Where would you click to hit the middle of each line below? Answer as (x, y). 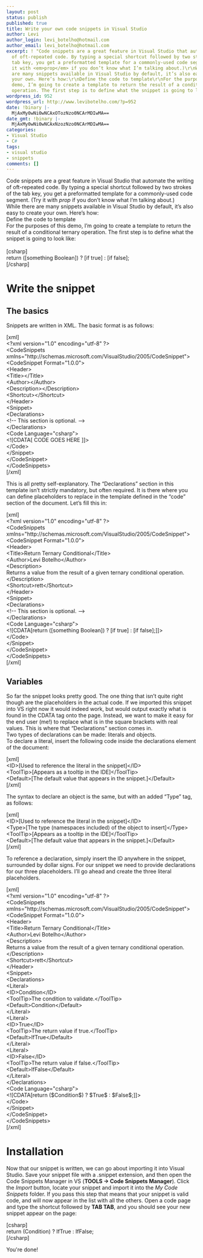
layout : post (23, 12)
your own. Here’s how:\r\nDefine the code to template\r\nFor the (97, 79)
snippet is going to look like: (41, 239)
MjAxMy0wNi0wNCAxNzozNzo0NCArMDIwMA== (61, 125)
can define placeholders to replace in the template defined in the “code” (96, 497)
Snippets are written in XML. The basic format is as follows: (80, 326)
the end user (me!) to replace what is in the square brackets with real (92, 722)
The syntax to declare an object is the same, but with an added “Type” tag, (99, 797)
